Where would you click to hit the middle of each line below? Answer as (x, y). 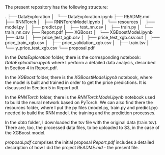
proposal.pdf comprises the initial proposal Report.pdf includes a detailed (80, 142)
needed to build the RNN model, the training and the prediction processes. (80, 113)
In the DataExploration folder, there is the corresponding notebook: (73, 57)
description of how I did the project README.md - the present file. (72, 147)
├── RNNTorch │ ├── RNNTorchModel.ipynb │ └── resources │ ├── (80, 22)
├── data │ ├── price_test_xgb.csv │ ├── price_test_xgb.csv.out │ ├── (82, 37)
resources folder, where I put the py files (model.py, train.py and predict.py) (82, 108)
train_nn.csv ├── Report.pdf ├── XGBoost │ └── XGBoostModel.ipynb (79, 32)
